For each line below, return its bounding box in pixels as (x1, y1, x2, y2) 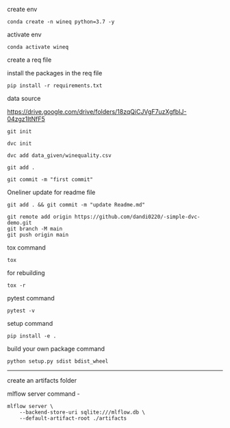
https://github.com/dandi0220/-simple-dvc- (74, 213, 201, 220)
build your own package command (7, 345, 105, 353)
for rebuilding (7, 269, 46, 276)
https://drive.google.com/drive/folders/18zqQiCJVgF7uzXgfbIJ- (7, 108, 187, 115)
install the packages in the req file (7, 69, 103, 77)
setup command (7, 320, 53, 327)
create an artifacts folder (7, 377, 77, 384)
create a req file (7, 56, 52, 64)
